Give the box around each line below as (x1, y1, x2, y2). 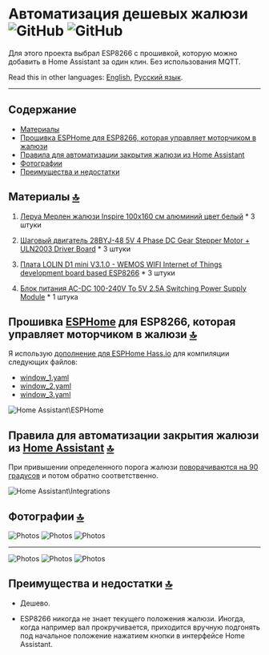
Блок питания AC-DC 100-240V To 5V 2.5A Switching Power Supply (19, 283, 247, 293)
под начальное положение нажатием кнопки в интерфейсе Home (19, 630, 246, 641)
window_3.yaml (19, 390, 71, 400)
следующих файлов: (8, 357, 78, 367)
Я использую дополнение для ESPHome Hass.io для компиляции (8, 349, 230, 359)
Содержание (8, 103, 78, 117)
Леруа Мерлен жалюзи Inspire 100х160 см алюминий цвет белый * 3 (19, 211, 255, 221)
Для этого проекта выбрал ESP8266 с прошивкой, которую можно (8, 48, 238, 58)
